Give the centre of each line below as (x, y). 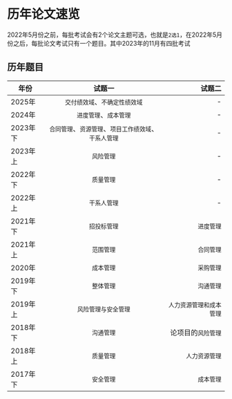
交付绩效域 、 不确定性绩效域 (104, 102)
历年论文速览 (44, 14)
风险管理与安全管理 (104, 309)
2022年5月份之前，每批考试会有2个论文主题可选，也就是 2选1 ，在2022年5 (112, 35)
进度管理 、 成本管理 (104, 115)
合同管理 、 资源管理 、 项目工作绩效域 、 (104, 129)
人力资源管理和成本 (195, 305)
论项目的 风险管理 (196, 333)
